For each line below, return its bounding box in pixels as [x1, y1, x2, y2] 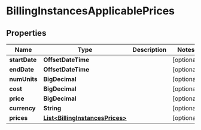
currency [9, 104, 36, 112]
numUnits [9, 75, 38, 83]
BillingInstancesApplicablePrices [6, 4, 175, 18]
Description [132, 46, 167, 54]
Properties [6, 28, 47, 38]
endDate [9, 66, 34, 73]
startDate [9, 55, 37, 64]
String [43, 104, 62, 112]
